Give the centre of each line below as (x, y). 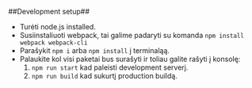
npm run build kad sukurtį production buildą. (105, 76)
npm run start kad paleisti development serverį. (110, 67)
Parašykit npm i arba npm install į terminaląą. (95, 50)
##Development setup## (49, 11)
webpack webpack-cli (53, 43)
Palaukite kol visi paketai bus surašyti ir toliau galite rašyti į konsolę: (130, 59)
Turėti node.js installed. (58, 27)
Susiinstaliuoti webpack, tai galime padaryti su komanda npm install (132, 35)
